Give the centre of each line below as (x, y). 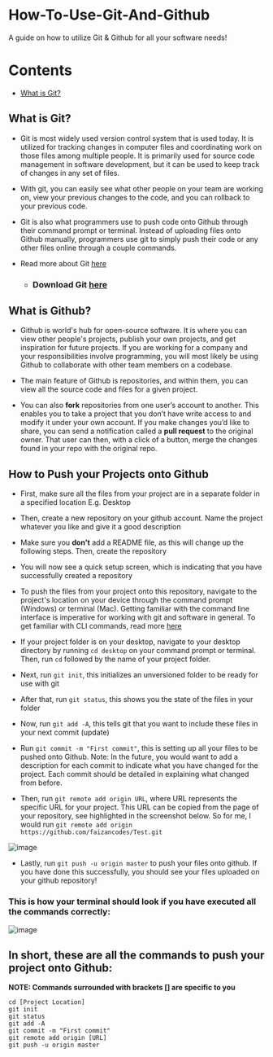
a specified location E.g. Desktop (76, 502)
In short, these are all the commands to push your (136, 955)
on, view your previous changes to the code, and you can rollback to (135, 197)
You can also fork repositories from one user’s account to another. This (139, 406)
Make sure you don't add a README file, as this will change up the (132, 542)
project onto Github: (61, 968)
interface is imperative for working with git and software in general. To (138, 617)
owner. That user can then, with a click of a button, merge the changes (139, 440)
